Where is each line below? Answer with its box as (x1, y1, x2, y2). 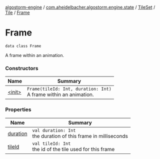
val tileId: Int (32, 140, 71, 146)
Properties (5, 106, 31, 113)
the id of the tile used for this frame (32, 145, 115, 152)
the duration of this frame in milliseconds (32, 132, 128, 139)
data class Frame (5, 43, 41, 48)
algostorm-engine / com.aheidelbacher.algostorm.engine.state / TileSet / (5, 4, 155, 10)
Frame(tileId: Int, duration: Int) (26, 86, 111, 92)
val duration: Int (32, 127, 76, 133)
